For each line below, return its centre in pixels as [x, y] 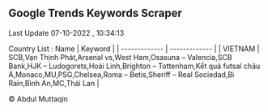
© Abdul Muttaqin [38, 99]
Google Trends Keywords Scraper [95, 13]
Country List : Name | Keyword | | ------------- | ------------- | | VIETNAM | [134, 49]
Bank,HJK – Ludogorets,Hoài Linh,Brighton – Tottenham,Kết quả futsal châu [134, 66]
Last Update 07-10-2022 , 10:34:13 [66, 32]
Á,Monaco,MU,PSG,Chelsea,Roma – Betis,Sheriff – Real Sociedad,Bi [121, 74]
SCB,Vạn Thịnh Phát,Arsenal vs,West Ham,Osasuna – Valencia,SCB [120, 57]
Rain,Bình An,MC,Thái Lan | [54, 83]
